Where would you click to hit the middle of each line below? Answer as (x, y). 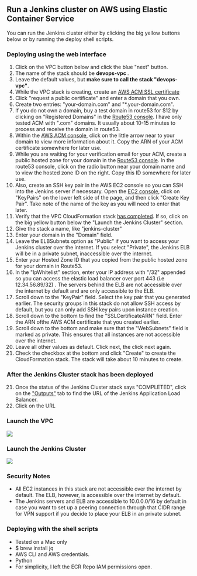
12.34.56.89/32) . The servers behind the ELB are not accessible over (98, 285)
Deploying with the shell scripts (53, 529)
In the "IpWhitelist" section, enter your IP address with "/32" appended (100, 272)
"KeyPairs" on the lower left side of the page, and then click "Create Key (102, 198)
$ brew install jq (34, 548)
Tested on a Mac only (41, 541)
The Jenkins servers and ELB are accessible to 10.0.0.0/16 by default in (101, 501)
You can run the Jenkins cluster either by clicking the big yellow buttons (93, 33)
